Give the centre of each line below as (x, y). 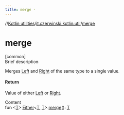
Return (12, 82)
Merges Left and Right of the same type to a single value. (62, 71)
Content (13, 102)
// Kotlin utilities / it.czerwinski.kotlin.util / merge (50, 23)
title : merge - (20, 9)
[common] (15, 56)
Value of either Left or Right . (33, 93)
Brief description (22, 62)
